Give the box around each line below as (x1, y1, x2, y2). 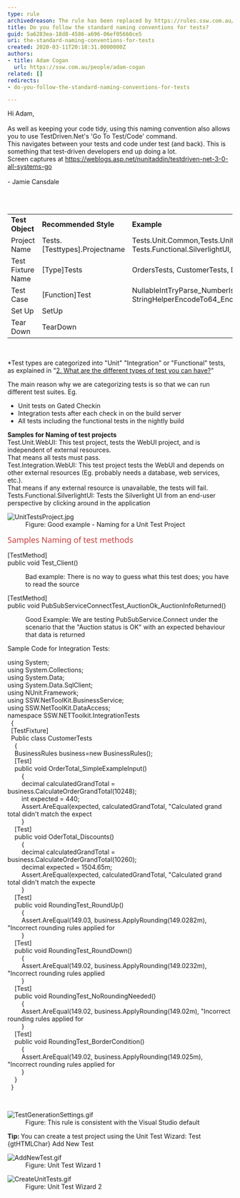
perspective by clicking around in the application (7, 499, 151, 508)
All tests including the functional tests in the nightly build (17, 417, 184, 426)
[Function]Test (41, 290, 91, 300)
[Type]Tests (41, 265, 83, 275)
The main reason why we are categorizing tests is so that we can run (7, 380, 211, 389)
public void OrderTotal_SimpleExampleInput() (14, 765, 148, 773)
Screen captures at (7, 155, 64, 163)
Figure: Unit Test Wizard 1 (25, 1161, 101, 1169)
